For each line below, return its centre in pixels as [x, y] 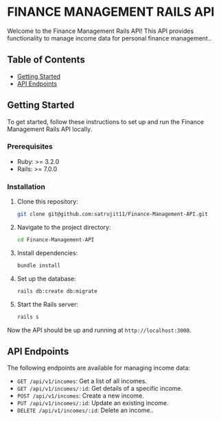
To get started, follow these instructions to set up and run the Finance [106, 121]
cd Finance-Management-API [56, 240]
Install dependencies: [47, 253]
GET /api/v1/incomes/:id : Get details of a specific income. [100, 389]
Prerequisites [30, 147]
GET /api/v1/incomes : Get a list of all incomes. [82, 381]
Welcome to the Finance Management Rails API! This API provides [101, 31]
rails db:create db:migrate [57, 291]
